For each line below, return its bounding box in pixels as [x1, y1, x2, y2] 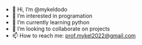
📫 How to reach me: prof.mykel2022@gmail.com [12, 32, 136, 39]
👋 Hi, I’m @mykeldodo [12, 6, 68, 13]
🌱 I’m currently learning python [12, 19, 90, 26]
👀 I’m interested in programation [12, 12, 93, 19]
